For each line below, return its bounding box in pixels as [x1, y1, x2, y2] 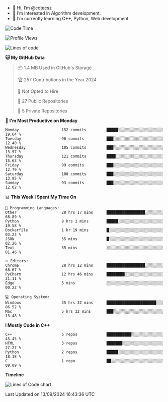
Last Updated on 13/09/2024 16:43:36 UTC [5, 391, 95, 397]
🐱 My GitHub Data [5, 54, 45, 61]
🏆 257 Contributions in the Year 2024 [17, 77, 97, 83]
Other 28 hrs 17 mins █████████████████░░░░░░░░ [5, 210, 163, 215]
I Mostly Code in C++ [5, 322, 50, 328]
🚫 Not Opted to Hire [17, 88, 59, 94]
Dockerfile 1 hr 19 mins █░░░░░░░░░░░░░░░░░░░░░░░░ [5, 227, 163, 233]
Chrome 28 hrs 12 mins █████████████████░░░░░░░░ [5, 263, 163, 268]
